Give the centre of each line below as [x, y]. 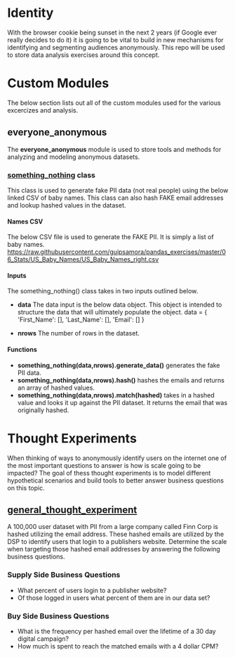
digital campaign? [43, 639]
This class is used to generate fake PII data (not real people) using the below [118, 190]
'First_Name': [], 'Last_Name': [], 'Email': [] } [81, 320]
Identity [31, 13]
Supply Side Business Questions [64, 575]
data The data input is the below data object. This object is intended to [120, 305]
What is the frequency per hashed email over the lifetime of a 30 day [116, 631]
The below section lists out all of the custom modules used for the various [114, 103]
